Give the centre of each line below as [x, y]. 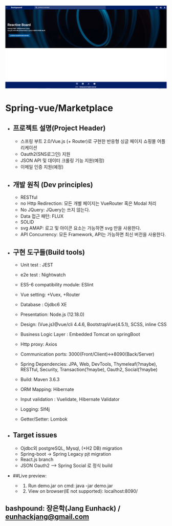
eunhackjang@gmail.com [47, 517]
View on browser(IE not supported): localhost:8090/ [83, 491]
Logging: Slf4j [35, 409]
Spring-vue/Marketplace [59, 108]
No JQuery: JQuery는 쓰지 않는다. [55, 210]
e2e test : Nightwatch [43, 275]
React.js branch [37, 459]
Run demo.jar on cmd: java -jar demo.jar [70, 486]
